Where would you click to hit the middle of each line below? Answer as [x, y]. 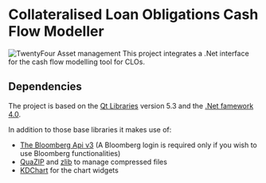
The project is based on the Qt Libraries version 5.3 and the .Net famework [131, 105]
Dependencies [45, 87]
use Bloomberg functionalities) [70, 153]
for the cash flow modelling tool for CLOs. [77, 62]
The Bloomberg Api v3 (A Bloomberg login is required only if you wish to [138, 145]
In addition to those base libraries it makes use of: [90, 129]
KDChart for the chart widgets [69, 170]
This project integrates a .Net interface [186, 53]
